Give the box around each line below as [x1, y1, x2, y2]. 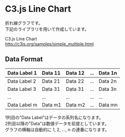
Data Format [5, 55, 43, 64]
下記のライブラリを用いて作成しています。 [5, 26, 89, 32]
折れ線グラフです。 [5, 20, 43, 26]
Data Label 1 [7, 69, 37, 76]
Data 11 [42, 69, 61, 76]
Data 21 [42, 78, 60, 85]
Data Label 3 [7, 86, 36, 92]
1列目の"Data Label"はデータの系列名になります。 [5, 114, 104, 120]
